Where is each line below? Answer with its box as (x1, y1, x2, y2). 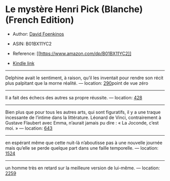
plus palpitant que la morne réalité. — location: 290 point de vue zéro (5, 80, 148, 86)
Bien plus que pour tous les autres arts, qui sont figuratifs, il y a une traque (5, 109, 161, 115)
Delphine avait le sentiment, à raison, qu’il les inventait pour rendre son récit (5, 75, 163, 81)
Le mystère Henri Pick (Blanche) (5, 4, 143, 15)
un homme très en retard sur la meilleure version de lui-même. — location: (5, 165, 160, 171)
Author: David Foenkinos (12, 31, 64, 37)
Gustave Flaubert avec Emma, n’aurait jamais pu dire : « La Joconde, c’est (5, 119, 159, 126)
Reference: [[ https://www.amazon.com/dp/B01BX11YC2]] (12, 50, 132, 56)
